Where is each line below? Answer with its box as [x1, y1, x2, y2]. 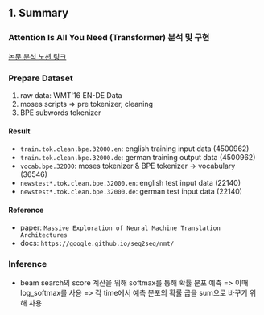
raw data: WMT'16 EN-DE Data [19, 90, 122, 100]
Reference [8, 205, 44, 215]
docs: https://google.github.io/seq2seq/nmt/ [19, 239, 175, 248]
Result [8, 126, 31, 136]
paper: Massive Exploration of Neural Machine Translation [19, 223, 221, 232]
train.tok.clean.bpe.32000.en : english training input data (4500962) [19, 144, 250, 153]
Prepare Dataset [8, 72, 74, 84]
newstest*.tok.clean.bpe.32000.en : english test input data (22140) [19, 178, 241, 188]
